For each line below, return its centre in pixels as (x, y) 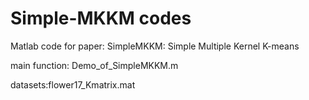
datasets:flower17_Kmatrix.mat (73, 84)
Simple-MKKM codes (101, 18)
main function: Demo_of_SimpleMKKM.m (94, 65)
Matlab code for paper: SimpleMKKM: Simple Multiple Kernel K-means (155, 46)
